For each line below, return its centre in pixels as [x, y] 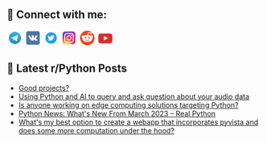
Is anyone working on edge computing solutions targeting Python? [128, 104]
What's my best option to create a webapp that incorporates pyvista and [138, 122]
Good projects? [44, 88]
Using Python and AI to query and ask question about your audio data [134, 96]
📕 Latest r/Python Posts [67, 69]
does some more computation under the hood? [97, 130]
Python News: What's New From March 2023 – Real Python [117, 113]
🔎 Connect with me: [57, 15]
